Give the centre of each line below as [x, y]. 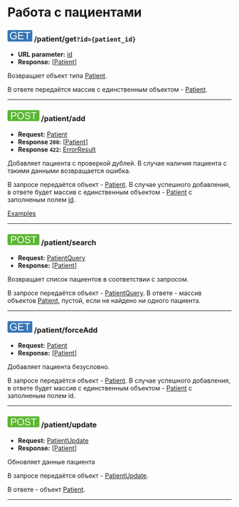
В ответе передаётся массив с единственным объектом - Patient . [107, 90]
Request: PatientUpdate [53, 440]
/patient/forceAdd [66, 330]
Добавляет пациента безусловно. [59, 367]
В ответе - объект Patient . [46, 489]
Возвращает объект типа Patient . [57, 76]
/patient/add [63, 119]
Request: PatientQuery [51, 258]
